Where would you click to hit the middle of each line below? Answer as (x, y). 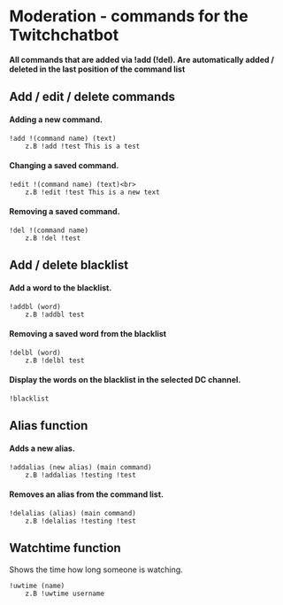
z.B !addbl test (55, 314)
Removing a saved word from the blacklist (88, 334)
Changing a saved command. (64, 166)
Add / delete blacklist (69, 265)
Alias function (49, 426)
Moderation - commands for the (129, 16)
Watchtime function (65, 548)
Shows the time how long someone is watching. (96, 570)
